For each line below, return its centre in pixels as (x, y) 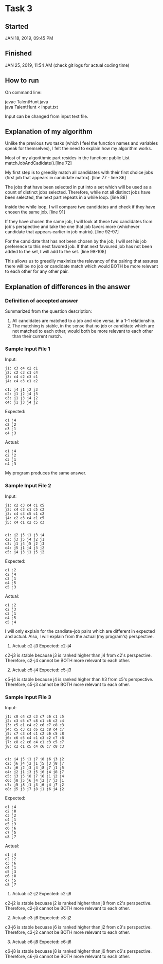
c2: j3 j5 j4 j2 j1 (25, 539)
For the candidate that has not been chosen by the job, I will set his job (76, 241)
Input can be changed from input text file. (47, 116)
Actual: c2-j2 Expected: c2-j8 (42, 894)
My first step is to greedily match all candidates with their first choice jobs (79, 172)
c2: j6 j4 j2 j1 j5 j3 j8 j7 (35, 764)
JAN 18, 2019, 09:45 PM (29, 38)
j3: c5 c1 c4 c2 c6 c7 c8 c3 (35, 725)
